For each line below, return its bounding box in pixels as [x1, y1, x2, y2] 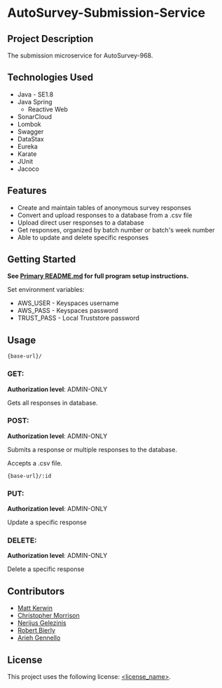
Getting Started [7, 253, 76, 265]
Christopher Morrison [17, 611, 80, 620]
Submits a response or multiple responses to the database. [7, 445, 177, 454]
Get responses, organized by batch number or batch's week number [17, 225, 215, 234]
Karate [17, 149, 37, 158]
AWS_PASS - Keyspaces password [17, 307, 118, 315]
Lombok [17, 120, 42, 128]
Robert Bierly [17, 626, 56, 635]
